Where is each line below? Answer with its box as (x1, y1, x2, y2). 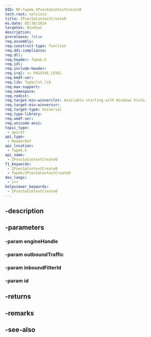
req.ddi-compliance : (5, 48, 47, 53)
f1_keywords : (5, 162, 32, 167)
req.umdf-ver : (5, 116, 34, 121)
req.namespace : (5, 89, 36, 94)
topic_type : (5, 125, 29, 130)
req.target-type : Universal (5, 107, 62, 112)
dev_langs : (5, 175, 27, 180)
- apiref (7, 130, 25, 135)
